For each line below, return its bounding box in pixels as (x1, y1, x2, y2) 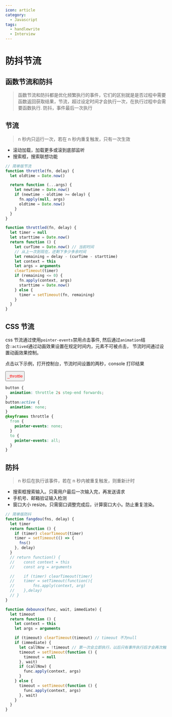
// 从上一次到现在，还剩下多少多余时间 (14, 249, 87, 254)
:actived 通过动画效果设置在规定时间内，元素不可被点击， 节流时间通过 (10, 343, 160, 349)
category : (5, 12, 27, 18)
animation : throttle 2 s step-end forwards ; (10, 390, 104, 395)
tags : (5, 22, 17, 27)
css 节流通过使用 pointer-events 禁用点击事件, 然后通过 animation (5, 337, 141, 343)
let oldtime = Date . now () (10, 173, 66, 178)
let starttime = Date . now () (10, 235, 70, 240)
